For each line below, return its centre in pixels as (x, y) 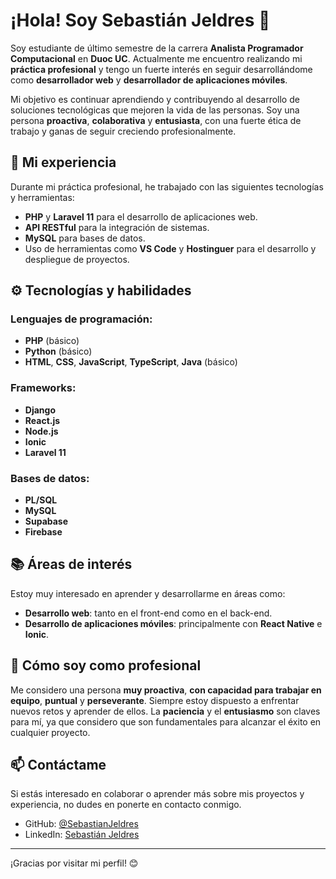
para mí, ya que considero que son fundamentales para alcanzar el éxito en (166, 721)
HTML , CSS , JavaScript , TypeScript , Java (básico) (131, 362)
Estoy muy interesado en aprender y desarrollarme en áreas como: (148, 593)
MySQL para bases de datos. (85, 238)
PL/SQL (41, 500)
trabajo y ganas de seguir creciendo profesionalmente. (123, 131)
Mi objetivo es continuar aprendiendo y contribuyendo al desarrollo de (155, 99)
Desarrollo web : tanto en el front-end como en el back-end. (148, 613)
